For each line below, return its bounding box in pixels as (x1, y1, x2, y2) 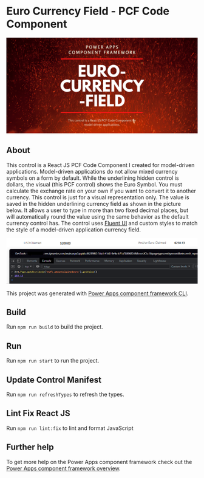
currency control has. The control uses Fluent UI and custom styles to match (6, 219, 198, 227)
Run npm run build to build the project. (6, 323, 103, 330)
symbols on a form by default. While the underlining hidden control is (6, 174, 179, 182)
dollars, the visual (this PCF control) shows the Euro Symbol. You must (6, 180, 183, 188)
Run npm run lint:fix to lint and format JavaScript (6, 424, 134, 432)
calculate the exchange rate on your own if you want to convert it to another (6, 187, 196, 194)
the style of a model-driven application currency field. (6, 226, 141, 233)
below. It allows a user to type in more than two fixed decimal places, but (6, 207, 189, 214)
